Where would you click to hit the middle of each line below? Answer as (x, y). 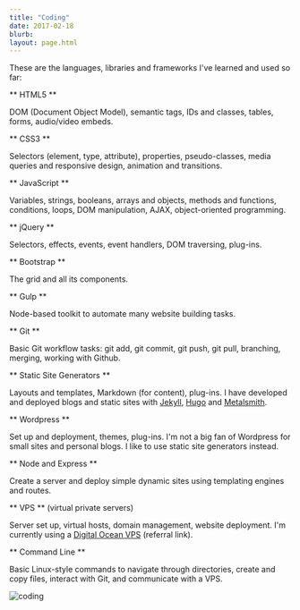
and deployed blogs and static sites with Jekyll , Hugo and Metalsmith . (138, 402)
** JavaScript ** (39, 183)
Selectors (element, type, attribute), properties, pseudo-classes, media (140, 157)
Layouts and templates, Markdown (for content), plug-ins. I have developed (149, 393)
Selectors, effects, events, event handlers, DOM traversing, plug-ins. (136, 245)
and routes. (30, 491)
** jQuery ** (32, 227)
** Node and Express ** (53, 464)
